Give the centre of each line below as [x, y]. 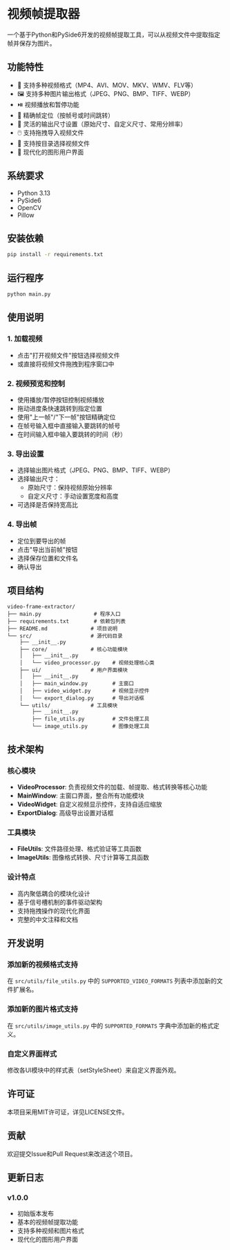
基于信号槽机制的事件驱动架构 [59, 902]
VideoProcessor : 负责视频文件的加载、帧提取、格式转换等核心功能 [112, 787]
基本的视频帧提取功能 [47, 1222]
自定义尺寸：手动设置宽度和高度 [73, 496]
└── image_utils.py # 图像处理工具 [91, 727]
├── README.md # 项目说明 [63, 629]
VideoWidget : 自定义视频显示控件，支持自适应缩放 [89, 805]
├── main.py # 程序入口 [64, 614]
